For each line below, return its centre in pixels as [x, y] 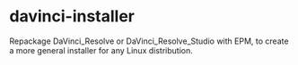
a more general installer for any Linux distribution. [101, 50]
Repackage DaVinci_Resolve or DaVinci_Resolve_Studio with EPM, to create [149, 41]
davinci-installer [72, 16]
